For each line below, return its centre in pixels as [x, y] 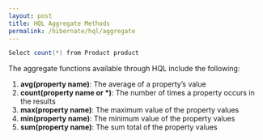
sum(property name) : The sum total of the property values [119, 127]
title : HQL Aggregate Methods [59, 23]
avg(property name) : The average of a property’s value [113, 84]
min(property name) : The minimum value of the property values [127, 119]
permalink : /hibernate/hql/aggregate [72, 31]
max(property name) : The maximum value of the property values [129, 110]
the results [38, 101]
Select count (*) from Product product [74, 53]
